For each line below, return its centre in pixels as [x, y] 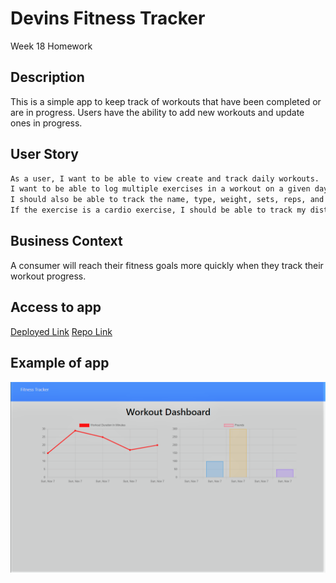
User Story [44, 154]
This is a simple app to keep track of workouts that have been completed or [166, 101]
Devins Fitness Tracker [108, 18]
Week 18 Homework [51, 46]
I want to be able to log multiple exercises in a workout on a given [160, 189]
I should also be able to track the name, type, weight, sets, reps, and [167, 200]
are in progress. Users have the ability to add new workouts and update [157, 112]
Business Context [66, 241]
